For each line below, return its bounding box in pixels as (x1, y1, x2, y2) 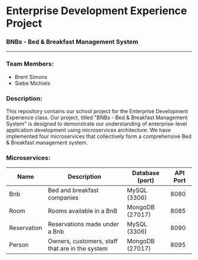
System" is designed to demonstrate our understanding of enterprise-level (6, 120, 187, 127)
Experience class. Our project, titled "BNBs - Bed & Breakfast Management (6, 114, 188, 121)
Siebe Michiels (14, 80, 51, 87)
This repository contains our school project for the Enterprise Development (6, 108, 189, 115)
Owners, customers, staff (48, 237, 118, 245)
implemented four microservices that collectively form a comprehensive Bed (6, 133, 192, 140)
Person (9, 241, 29, 249)
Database (131, 169, 160, 177)
